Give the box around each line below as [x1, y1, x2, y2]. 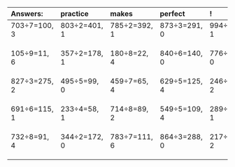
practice [60, 9, 89, 18]
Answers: [10, 9, 43, 18]
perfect [159, 9, 185, 18]
